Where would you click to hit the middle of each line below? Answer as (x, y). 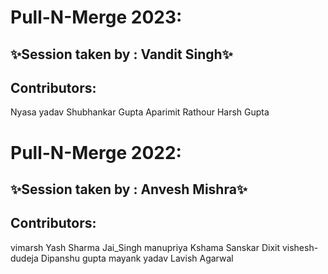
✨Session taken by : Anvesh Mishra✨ (129, 189)
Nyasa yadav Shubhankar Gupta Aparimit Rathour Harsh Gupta (140, 112)
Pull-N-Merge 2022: (96, 152)
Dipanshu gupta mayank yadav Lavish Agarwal (137, 258)
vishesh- (300, 247)
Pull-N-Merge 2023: (96, 17)
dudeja (24, 258)
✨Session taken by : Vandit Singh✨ (121, 54)
